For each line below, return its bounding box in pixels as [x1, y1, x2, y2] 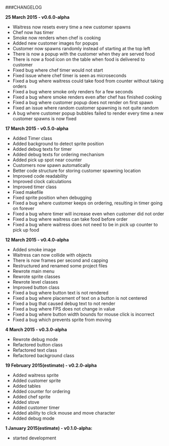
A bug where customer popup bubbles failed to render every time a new [12, 110, 164, 116]
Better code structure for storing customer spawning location [12, 167, 141, 174]
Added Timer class [12, 135, 52, 141]
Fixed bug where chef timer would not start [12, 67, 103, 73]
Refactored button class [12, 342, 63, 348]
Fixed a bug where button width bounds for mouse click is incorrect [12, 312, 155, 317]
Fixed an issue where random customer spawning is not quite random [12, 105, 159, 111]
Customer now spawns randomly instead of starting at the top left [12, 46, 151, 51]
